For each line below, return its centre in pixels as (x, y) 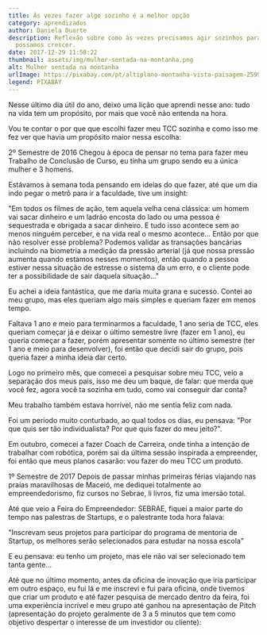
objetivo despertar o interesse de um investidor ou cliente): (105, 622)
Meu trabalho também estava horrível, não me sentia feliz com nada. (120, 405)
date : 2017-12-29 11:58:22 (53, 52)
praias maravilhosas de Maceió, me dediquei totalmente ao (104, 484)
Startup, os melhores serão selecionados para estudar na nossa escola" (126, 541)
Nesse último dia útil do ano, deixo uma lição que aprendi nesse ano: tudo (129, 105)
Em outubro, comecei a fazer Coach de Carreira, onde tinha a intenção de (129, 444)
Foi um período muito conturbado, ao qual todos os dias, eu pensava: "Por (130, 420)
